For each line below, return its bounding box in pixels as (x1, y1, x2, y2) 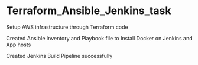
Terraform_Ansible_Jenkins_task (6, 4, 171, 18)
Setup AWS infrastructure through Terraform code (6, 23, 128, 30)
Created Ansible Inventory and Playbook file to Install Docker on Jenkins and (6, 35, 193, 42)
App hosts (6, 41, 31, 48)
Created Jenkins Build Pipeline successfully (6, 52, 113, 59)
